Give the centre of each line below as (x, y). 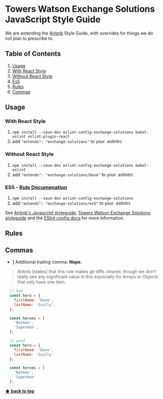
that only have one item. (41, 282)
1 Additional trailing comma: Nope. (47, 262)
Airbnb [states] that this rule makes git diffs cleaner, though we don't (86, 272)
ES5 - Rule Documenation (36, 187)
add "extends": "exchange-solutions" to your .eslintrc (67, 142)
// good (17, 341)
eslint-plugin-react (49, 137)
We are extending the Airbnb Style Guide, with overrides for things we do (79, 33)
